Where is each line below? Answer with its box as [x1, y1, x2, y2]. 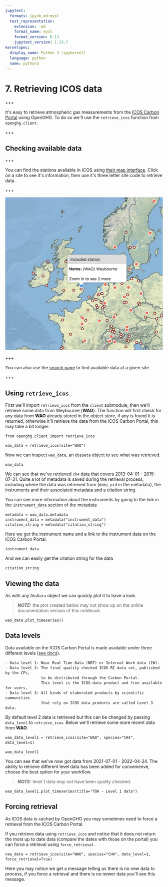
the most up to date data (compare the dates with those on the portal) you [5, 836, 158, 842]
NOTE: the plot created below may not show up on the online [17, 602, 143, 608]
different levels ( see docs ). [5, 650, 60, 656]
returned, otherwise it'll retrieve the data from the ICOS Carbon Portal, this [5, 418, 158, 424]
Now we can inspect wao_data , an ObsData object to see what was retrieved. [5, 452, 161, 458]
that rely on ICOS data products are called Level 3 [40, 700, 153, 705]
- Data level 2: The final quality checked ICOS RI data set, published [5, 665, 160, 670]
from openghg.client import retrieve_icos [5, 434, 95, 439]
